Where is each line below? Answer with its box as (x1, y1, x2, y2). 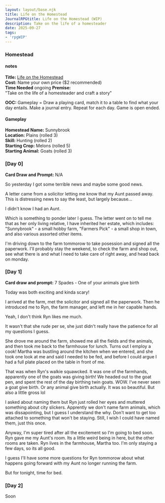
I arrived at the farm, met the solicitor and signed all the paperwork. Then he (5, 299, 160, 305)
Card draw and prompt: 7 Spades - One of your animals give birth (5, 279, 139, 285)
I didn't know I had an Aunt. (5, 205, 61, 211)
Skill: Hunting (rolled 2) (5, 138, 53, 144)
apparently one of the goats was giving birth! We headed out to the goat (5, 374, 152, 380)
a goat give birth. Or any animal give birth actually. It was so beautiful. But (5, 384, 155, 390)
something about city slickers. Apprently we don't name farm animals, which (5, 404, 161, 410)
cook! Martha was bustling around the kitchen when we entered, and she (5, 348, 154, 354)
